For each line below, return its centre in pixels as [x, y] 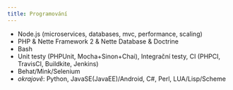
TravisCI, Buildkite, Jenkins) [58, 63]
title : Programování [38, 14]
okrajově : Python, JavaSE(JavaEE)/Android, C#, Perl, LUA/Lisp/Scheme [121, 79]
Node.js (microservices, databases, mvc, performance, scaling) [110, 34]
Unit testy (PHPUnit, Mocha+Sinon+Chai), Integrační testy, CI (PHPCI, [119, 56]
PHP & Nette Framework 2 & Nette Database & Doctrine [98, 41]
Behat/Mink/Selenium [49, 71]
